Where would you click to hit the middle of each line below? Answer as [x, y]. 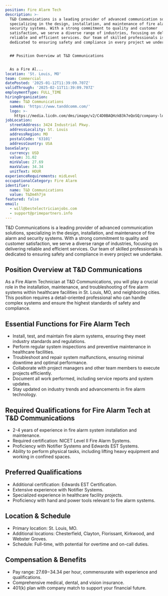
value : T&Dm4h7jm [28, 195]
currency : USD [24, 153]
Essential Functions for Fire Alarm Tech [67, 324]
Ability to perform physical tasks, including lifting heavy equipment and [85, 451]
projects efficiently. [32, 373]
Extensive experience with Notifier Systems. [58, 489]
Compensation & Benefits [46, 560]
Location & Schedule [38, 516]
